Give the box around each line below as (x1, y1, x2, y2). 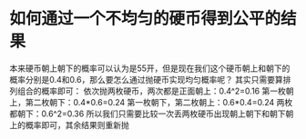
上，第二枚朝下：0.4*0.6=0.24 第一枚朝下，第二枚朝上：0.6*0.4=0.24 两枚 (9, 96, 293, 107)
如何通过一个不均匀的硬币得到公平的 (9, 8, 281, 29)
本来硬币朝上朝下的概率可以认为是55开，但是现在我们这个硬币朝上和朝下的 (9, 63, 291, 74)
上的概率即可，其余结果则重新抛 (9, 119, 129, 130)
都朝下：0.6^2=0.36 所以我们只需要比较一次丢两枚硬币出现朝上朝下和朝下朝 (9, 108, 294, 119)
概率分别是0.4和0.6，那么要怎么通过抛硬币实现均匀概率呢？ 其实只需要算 (9, 74, 284, 84)
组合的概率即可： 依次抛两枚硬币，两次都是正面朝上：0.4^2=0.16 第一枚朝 (16, 85, 294, 96)
